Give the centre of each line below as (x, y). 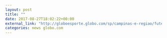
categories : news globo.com (34, 28)
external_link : (21, 23)
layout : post (19, 10)
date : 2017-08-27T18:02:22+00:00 (40, 19)
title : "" (15, 14)
